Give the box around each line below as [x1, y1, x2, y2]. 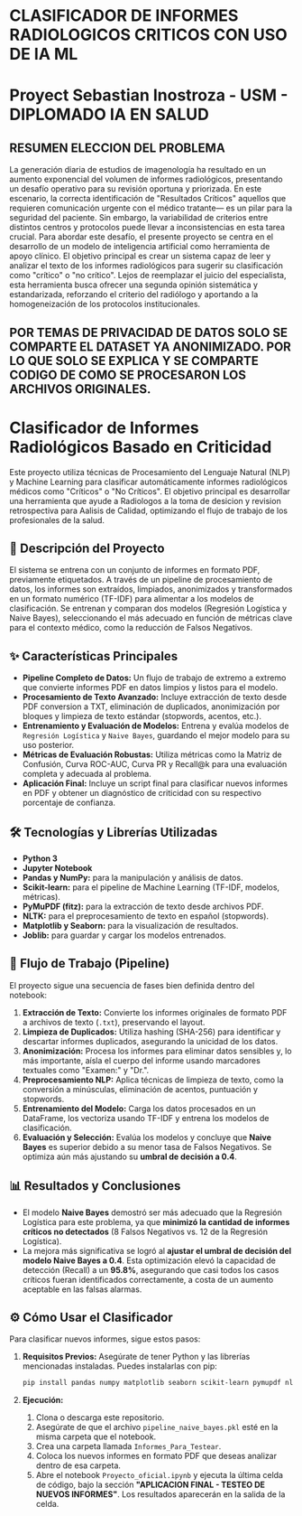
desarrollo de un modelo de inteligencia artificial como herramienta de [9, 241, 270, 252]
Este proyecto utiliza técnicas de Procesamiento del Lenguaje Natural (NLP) [9, 466, 291, 477]
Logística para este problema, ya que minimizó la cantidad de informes [22, 1216, 290, 1227]
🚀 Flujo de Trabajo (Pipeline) [9, 956, 170, 971]
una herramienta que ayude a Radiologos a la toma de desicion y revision [9, 495, 281, 506]
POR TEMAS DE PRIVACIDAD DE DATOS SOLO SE [9, 324, 288, 340]
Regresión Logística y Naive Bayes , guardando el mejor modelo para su [22, 730, 290, 741]
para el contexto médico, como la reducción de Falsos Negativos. [9, 622, 253, 633]
